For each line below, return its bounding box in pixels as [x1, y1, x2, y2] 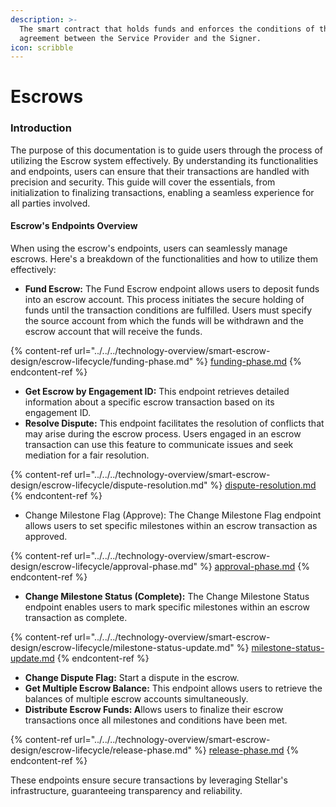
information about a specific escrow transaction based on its [24, 396, 275, 408]
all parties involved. [10, 197, 91, 209]
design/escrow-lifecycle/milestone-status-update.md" [10, 641, 235, 653]
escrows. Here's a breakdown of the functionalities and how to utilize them [10, 252, 319, 265]
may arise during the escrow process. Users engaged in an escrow [24, 427, 302, 440]
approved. [24, 530, 68, 542]
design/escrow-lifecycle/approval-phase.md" [10, 560, 198, 572]
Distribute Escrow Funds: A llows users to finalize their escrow [24, 703, 284, 715]
